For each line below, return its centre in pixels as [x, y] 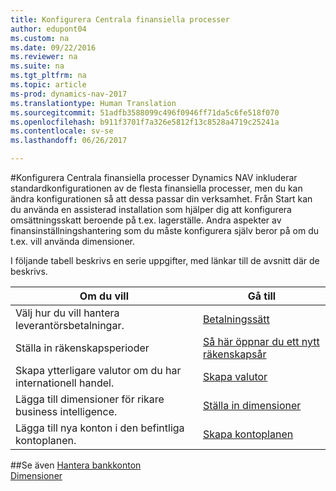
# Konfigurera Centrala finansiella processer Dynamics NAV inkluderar [154, 177]
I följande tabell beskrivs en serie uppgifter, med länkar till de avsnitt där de [165, 260]
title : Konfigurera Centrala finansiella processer [120, 19]
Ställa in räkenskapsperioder [82, 348]
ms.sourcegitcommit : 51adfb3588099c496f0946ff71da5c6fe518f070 [145, 112]
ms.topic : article [48, 85]
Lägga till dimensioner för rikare [90, 399]
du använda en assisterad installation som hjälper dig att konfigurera [151, 209]
